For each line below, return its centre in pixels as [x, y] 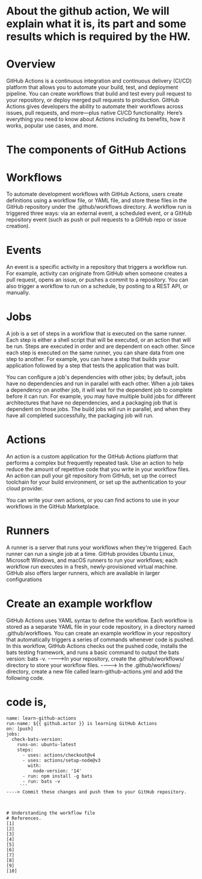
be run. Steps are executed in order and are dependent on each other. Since [101, 347]
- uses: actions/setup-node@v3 [61, 760]
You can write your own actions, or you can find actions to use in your [93, 500]
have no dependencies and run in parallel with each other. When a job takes [100, 384]
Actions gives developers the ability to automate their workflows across [95, 106]
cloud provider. [25, 489]
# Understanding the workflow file [51, 813]
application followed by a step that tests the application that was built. [93, 366]
